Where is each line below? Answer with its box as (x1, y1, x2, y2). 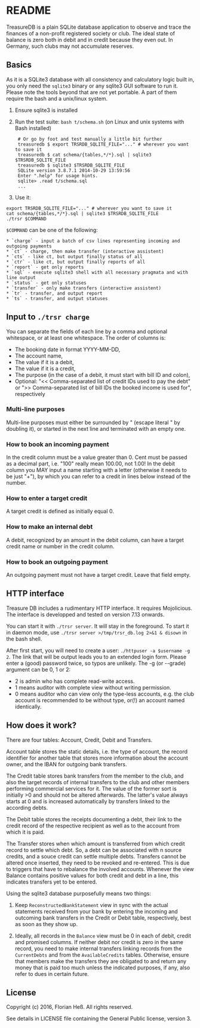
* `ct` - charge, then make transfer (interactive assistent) (6, 248, 164, 255)
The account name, (14, 352, 63, 359)
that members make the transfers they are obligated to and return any (14, 957, 187, 964)
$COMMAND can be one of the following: (6, 226, 99, 234)
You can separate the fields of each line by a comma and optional (6, 328, 168, 335)
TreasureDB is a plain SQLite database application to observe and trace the (6, 23, 191, 31)
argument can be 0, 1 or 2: (6, 666, 71, 673)
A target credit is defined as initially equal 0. (6, 507, 115, 515)
